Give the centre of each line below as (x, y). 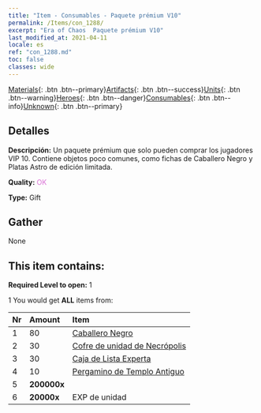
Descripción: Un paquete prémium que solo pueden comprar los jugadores (131, 150)
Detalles (29, 131)
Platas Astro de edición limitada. (60, 167)
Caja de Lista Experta (112, 359)
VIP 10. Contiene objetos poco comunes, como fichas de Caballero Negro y (130, 158)
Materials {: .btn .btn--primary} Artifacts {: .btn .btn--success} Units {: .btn (124, 89)
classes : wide (32, 67)
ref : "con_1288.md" (40, 52)
